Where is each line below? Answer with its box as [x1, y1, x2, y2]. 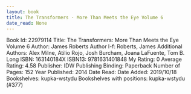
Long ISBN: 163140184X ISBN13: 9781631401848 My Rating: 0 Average [6, 55, 183, 63]
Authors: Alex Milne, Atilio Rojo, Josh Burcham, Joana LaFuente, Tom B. [6, 49, 185, 57]
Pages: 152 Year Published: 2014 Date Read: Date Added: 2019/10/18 [6, 69, 177, 76]
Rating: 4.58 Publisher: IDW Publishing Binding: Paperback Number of [6, 62, 181, 69]
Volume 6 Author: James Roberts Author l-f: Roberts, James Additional [6, 43, 183, 50]
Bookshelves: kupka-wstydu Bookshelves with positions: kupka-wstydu [6, 75, 186, 82]
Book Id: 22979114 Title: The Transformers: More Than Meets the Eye [6, 37, 180, 44]
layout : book [6, 8, 39, 15]
